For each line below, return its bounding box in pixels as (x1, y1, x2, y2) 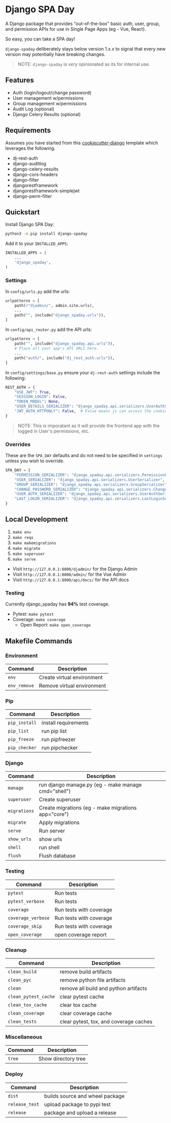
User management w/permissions (12, 95, 84, 101)
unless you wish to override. (5, 458, 65, 464)
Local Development (5, 515, 68, 524)
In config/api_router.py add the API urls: (5, 326, 92, 333)
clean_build (8, 969, 37, 975)
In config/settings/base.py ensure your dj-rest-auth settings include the (5, 369, 160, 375)
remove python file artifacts (60, 977, 126, 984)
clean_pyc (8, 977, 32, 983)
